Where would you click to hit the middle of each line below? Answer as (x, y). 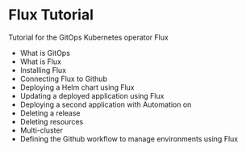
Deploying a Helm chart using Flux (77, 87)
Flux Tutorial (51, 15)
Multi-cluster (41, 130)
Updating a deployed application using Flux (92, 95)
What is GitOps (45, 53)
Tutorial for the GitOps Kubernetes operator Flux (89, 37)
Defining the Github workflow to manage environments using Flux (129, 138)
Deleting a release (50, 113)
